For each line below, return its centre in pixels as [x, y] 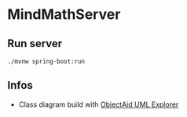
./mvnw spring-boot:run [46, 61]
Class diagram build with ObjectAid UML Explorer [99, 104]
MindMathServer [64, 15]
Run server [35, 44]
